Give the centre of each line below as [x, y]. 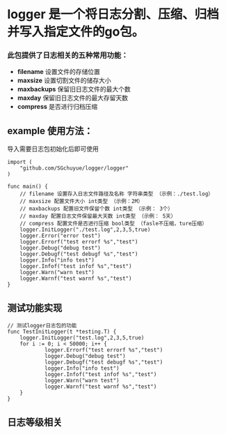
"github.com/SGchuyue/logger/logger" [74, 168]
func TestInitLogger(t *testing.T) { [62, 332]
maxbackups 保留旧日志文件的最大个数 [74, 89]
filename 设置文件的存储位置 [59, 72]
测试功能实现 [35, 308]
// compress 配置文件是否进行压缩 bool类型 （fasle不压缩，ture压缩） [113, 224]
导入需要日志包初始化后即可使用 [53, 149]
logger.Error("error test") [60, 236]
